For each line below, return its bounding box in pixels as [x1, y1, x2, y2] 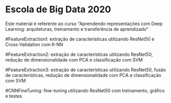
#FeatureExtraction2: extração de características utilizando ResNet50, [5, 51, 153, 57]
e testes [5, 93, 22, 99]
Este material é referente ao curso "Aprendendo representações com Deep [5, 20, 163, 27]
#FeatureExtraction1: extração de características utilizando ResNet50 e [5, 36, 155, 42]
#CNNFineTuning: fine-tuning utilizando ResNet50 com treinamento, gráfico [5, 87, 165, 93]
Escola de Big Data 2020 [5, 4, 111, 15]
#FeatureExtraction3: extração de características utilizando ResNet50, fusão [5, 67, 166, 73]
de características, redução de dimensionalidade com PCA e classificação [5, 72, 162, 78]
